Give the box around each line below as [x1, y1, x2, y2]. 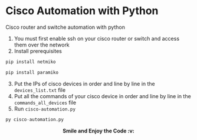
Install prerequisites [14, 47, 63, 54]
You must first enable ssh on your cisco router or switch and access [14, 35, 180, 42]
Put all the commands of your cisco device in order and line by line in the [14, 92, 191, 99]
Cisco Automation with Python [5, 4, 159, 18]
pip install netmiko [5, 59, 57, 65]
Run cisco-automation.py [14, 105, 76, 112]
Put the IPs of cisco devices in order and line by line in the [14, 80, 155, 87]
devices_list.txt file [14, 86, 66, 94]
